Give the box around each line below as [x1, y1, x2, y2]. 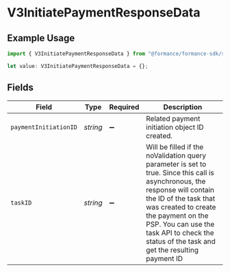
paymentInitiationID [10, 123, 77, 131]
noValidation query [146, 150, 207, 160]
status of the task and [146, 236, 216, 246]
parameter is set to [146, 159, 207, 169]
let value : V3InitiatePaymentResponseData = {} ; [7, 63, 149, 69]
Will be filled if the [146, 142, 204, 152]
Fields [7, 82, 34, 93]
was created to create [146, 202, 216, 212]
